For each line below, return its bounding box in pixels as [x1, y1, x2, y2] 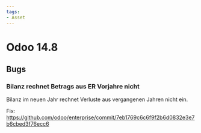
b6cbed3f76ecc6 [6, 120, 49, 128]
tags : [6, 8, 20, 15]
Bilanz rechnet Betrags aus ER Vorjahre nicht [6, 82, 140, 90]
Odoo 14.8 [6, 40, 58, 54]
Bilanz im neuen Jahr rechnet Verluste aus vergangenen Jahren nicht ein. [6, 96, 188, 103]
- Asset [6, 14, 26, 20]
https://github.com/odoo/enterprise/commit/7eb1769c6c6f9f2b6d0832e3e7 [6, 114, 195, 121]
